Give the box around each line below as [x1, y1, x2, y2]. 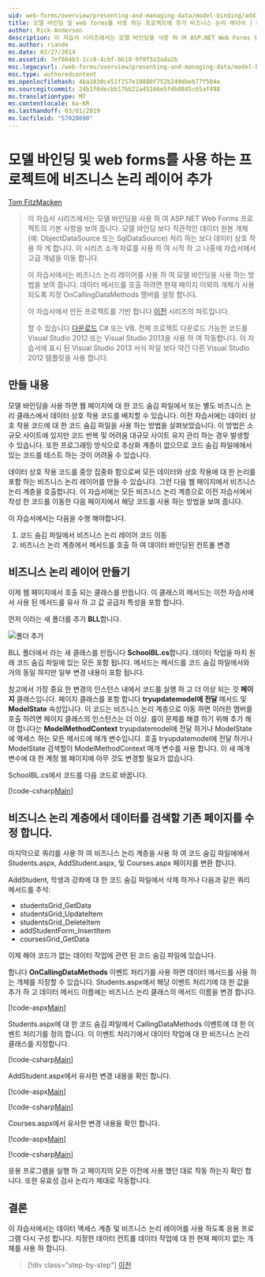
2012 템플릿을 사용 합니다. [27, 352, 109, 362]
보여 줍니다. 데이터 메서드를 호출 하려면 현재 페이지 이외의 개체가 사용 [42, 280, 255, 289]
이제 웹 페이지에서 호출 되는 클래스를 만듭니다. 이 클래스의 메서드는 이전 [8, 588, 227, 597]
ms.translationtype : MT [8, 92, 87, 100]
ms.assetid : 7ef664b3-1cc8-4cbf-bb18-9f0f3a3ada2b [8, 56, 178, 64]
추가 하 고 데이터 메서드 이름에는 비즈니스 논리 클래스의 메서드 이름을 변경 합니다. [8, 987, 256, 996]
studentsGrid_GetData [19, 901, 92, 910]
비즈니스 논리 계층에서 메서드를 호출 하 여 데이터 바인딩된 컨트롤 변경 [19, 540, 230, 549]
